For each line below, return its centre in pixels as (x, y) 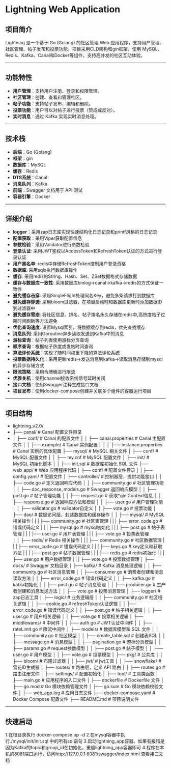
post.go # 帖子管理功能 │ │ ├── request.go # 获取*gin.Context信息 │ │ (87, 496)
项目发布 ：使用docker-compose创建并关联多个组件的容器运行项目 (82, 391)
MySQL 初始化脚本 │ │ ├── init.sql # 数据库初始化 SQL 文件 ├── (80, 464)
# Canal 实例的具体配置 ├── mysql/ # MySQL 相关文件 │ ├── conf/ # (85, 451)
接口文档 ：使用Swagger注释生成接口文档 (55, 385)
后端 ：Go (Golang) (32, 152)
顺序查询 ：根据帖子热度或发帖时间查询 (53, 347)
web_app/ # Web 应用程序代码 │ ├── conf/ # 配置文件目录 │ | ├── (83, 470)
